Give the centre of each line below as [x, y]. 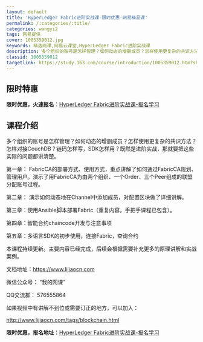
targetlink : [21, 62]
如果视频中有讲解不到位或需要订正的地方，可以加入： [72, 308]
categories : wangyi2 [32, 29]
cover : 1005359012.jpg [35, 40]
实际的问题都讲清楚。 [33, 156]
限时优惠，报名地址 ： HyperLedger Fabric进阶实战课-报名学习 [83, 333]
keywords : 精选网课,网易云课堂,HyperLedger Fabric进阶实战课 [79, 46]
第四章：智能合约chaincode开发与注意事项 [59, 223]
